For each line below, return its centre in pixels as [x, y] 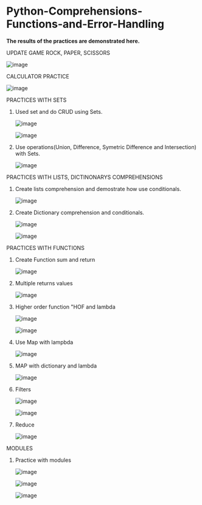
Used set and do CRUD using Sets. [59, 111]
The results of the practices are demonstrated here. [73, 41]
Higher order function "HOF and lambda [65, 307]
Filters [23, 389]
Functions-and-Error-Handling [85, 24]
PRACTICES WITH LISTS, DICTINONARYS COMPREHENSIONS [85, 177]
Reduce [25, 425]
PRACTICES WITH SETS [37, 100]
